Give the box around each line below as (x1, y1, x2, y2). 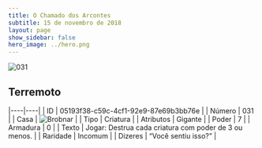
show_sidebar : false (8, 33, 77, 42)
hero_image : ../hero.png (8, 41, 90, 49)
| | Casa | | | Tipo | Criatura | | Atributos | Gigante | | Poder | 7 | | (8, 114, 251, 124)
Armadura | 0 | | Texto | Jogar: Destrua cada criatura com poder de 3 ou (8, 123, 243, 132)
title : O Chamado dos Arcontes (8, 11, 111, 20)
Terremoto (8, 85, 62, 98)
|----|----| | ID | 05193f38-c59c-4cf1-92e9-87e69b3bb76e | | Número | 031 (8, 105, 254, 115)
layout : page (8, 26, 51, 34)
